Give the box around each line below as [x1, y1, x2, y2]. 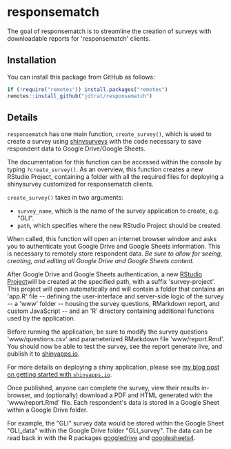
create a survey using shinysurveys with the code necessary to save [7, 137, 202, 146]
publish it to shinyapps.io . [7, 350, 80, 358]
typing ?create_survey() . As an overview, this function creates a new [7, 165, 203, 173]
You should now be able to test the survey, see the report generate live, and [7, 343, 223, 351]
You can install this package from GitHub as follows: [7, 73, 155, 81]
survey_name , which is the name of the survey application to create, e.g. [17, 207, 220, 215]
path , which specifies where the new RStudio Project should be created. [17, 222, 222, 230]
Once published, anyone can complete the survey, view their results [7, 384, 200, 392]
